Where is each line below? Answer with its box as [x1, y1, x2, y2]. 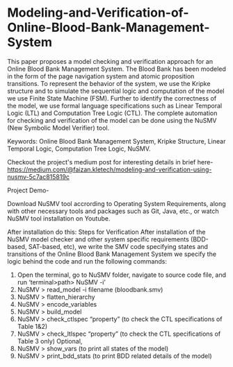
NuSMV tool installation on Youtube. [7, 214, 111, 223]
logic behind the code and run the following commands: [7, 257, 168, 265]
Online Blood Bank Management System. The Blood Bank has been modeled [7, 65, 226, 73]
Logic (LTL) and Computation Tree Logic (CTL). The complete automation [7, 109, 218, 117]
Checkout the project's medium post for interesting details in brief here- [7, 157, 214, 166]
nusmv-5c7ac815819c [7, 172, 70, 181]
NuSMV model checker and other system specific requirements [7, 234, 189, 244]
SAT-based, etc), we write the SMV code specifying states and [28, 242, 209, 250]
